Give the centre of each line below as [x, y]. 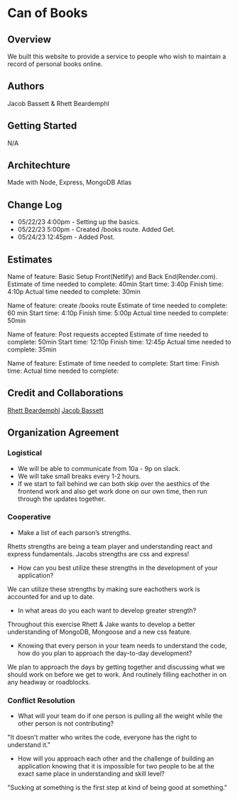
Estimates [30, 259]
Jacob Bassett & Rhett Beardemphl [58, 103]
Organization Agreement [63, 433]
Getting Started [42, 126]
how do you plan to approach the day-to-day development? [105, 653]
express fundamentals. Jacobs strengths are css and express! [98, 554]
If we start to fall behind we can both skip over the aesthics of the [114, 483]
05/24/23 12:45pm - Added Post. [66, 237]
